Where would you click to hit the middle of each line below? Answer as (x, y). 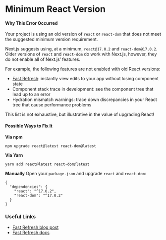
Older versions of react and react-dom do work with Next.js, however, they (81, 54)
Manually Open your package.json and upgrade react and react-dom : (76, 173)
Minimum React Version (55, 9)
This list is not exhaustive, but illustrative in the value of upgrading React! (80, 114)
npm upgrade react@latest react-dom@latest (51, 146)
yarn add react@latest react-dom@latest (48, 164)
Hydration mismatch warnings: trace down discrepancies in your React (84, 99)
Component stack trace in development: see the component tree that (83, 89)
